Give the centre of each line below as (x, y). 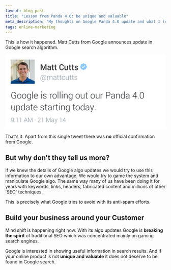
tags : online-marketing (31, 27)
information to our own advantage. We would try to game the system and (82, 176)
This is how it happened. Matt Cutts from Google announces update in (79, 42)
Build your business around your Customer (75, 218)
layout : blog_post (25, 11)
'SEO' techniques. (24, 192)
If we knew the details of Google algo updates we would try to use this (79, 170)
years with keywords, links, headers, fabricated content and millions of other (85, 186)
